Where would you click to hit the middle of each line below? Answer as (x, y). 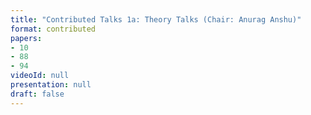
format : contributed (53, 29)
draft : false (37, 94)
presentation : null (51, 85)
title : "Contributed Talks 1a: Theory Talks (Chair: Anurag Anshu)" (156, 19)
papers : (26, 38)
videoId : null (40, 76)
